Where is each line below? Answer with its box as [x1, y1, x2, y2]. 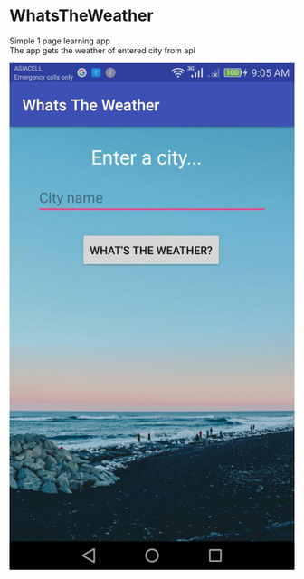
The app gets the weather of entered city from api [9, 44, 196, 55]
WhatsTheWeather [9, 5, 154, 26]
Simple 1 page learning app [9, 35, 111, 46]
